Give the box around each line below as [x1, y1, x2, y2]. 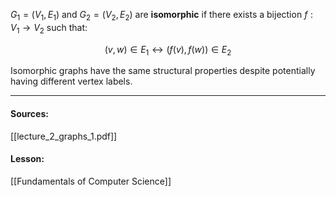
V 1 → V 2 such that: [10, 21, 88, 36]
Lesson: [10, 153, 45, 165]
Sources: [10, 107, 49, 119]
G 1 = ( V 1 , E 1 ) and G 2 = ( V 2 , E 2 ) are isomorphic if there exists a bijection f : [10, 9, 314, 23]
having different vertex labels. [10, 75, 133, 88]
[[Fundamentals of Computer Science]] [10, 175, 172, 187]
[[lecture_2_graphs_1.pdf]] [10, 130, 118, 142]
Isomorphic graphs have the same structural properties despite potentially [10, 65, 316, 77]
